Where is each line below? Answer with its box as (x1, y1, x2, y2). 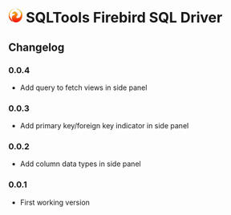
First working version (19, 197, 91, 207)
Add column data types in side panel (19, 159, 142, 168)
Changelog (8, 40, 65, 54)
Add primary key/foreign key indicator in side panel (19, 121, 189, 131)
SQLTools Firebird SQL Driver (25, 9, 223, 27)
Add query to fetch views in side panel (19, 83, 148, 92)
